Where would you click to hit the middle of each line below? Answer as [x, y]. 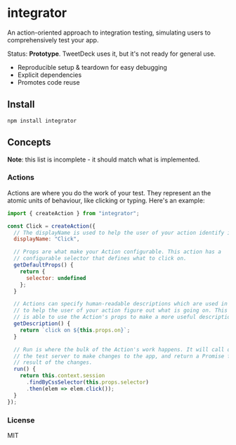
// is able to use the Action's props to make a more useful [105, 317]
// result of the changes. [53, 362]
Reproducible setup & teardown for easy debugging [92, 67]
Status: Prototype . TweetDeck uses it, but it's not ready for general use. [112, 54]
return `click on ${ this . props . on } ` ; [75, 330]
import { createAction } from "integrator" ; [73, 213]
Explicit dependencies [50, 75]
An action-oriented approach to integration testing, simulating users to [109, 32]
